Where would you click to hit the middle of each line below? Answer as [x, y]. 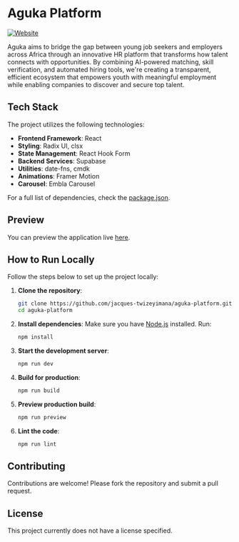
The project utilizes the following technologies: [76, 124]
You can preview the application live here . [69, 237]
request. [20, 491]
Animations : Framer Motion [59, 176]
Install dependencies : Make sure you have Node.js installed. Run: [115, 324]
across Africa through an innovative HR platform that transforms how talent [118, 54]
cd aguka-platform [45, 311]
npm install [35, 337]
